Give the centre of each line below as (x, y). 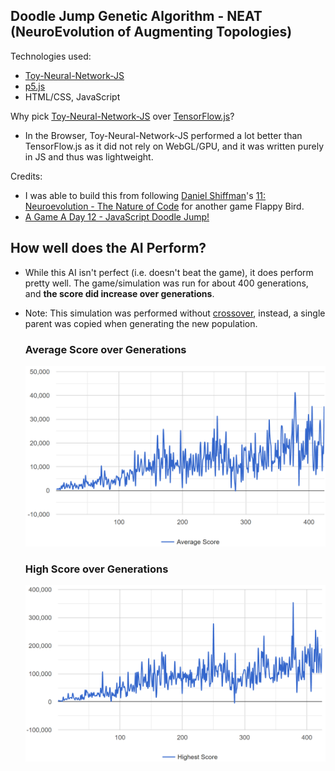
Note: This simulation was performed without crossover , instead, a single (175, 313)
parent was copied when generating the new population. (141, 323)
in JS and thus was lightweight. (89, 156)
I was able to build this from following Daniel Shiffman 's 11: (145, 195)
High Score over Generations (96, 569)
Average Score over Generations (105, 349)
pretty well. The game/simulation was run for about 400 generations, (166, 283)
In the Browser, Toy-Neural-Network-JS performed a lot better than (163, 135)
